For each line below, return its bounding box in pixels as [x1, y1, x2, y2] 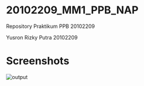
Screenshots [6, 55, 70, 67]
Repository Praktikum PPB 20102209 [6, 23, 95, 30]
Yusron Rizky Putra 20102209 [6, 34, 78, 41]
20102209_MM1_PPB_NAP [6, 3, 139, 17]
